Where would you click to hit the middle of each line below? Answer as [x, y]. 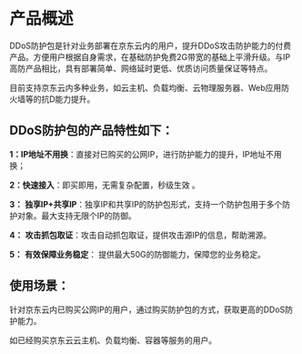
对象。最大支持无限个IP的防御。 [76, 216]
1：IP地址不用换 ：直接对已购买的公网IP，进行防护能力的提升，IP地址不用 [146, 154]
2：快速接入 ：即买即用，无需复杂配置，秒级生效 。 [105, 185]
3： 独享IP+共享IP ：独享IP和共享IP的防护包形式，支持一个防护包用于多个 [146, 204]
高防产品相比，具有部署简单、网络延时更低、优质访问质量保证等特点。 [141, 68]
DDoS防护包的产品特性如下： [91, 131]
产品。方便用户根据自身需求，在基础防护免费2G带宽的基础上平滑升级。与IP [150, 56]
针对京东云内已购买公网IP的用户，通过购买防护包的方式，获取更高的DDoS [147, 309]
